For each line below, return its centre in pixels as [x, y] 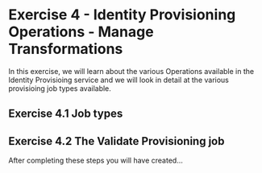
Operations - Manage [81, 32]
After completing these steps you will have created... [96, 161]
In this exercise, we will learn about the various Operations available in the [131, 71]
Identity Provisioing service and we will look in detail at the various [119, 80]
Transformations [66, 49]
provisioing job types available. [60, 88]
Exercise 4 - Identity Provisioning [122, 15]
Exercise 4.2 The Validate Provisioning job [116, 141]
